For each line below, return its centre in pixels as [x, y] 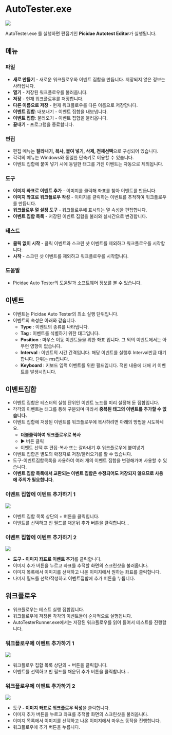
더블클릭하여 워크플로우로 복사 [51, 435]
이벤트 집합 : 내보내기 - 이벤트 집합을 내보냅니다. [60, 112]
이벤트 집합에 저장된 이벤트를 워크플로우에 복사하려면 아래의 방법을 [79, 422]
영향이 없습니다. [46, 346]
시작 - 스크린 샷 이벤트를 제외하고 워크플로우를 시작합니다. [71, 256]
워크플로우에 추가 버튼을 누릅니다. [46, 727]
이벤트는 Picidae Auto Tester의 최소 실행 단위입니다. [66, 314]
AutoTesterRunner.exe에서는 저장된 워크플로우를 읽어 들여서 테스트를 [83, 622]
